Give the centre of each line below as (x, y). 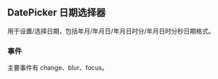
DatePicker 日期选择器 (57, 13)
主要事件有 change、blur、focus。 (58, 68)
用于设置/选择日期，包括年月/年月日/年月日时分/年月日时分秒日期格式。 (111, 31)
